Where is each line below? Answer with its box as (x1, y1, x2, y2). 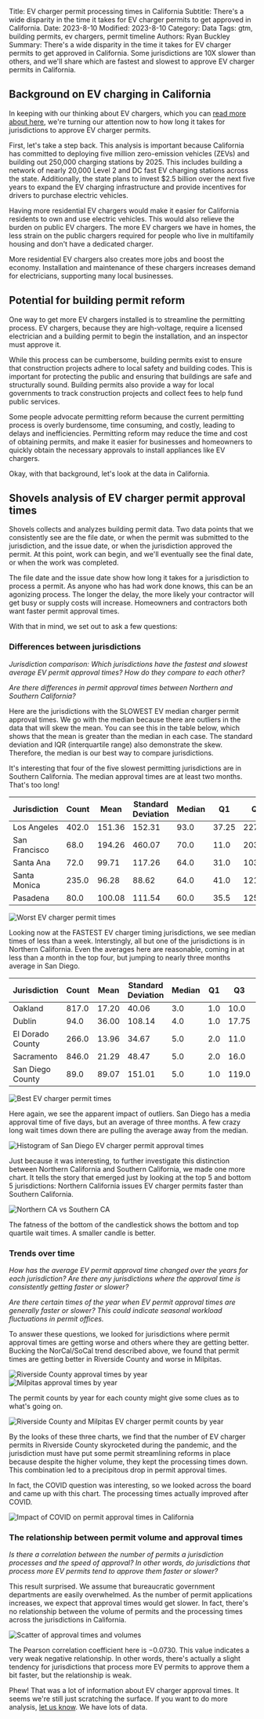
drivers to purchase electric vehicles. (9, 190, 128, 199)
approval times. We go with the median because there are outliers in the (9, 715, 241, 724)
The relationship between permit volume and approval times (9, 1531, 244, 1542)
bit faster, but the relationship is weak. (9, 1670, 132, 1680)
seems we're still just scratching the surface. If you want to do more (9, 1694, 228, 1703)
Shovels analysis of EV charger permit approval (9, 492, 246, 505)
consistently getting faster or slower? (9, 1282, 129, 1292)
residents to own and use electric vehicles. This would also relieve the (9, 214, 235, 223)
